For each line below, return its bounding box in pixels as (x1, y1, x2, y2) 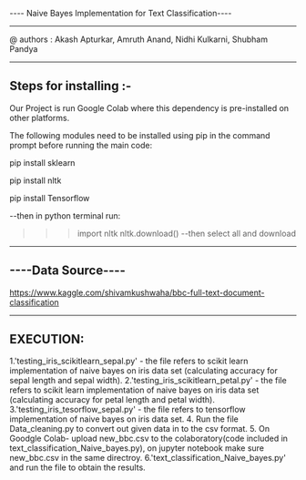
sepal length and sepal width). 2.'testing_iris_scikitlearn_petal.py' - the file (9, 375, 287, 386)
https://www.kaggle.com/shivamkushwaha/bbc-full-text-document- (9, 287, 265, 298)
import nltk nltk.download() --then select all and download (76, 228, 296, 239)
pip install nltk (9, 175, 62, 186)
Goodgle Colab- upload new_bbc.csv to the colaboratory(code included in (9, 433, 289, 444)
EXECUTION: (9, 332, 85, 347)
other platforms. (9, 112, 70, 123)
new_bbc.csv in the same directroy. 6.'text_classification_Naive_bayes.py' (9, 453, 287, 464)
